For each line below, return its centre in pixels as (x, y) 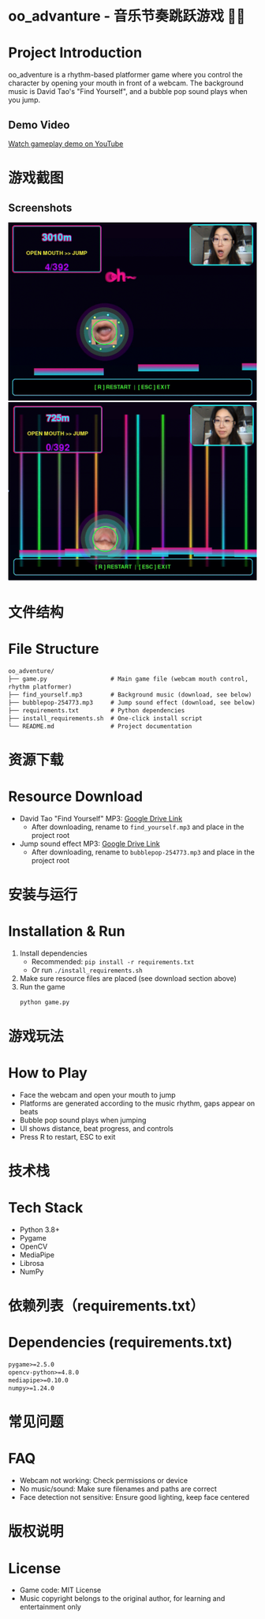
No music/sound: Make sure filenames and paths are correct (118, 1489)
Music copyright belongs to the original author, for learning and (122, 1598)
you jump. (24, 100)
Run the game (42, 986)
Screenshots (40, 207)
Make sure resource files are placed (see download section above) (128, 978)
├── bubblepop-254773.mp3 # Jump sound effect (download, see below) (132, 702)
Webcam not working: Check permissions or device (103, 1481)
